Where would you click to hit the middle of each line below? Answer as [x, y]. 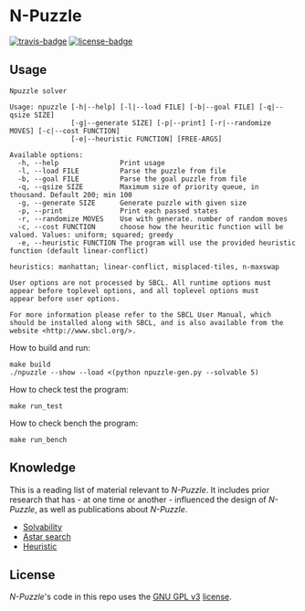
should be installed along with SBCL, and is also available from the [147, 322]
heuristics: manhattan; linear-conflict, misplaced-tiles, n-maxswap [145, 267]
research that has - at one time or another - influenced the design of [138, 500]
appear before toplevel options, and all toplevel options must [134, 290]
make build [30, 364]
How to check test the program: [69, 389]
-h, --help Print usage [92, 163]
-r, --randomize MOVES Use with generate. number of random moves [152, 219]
